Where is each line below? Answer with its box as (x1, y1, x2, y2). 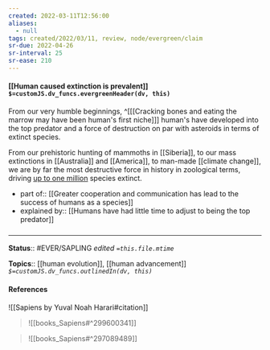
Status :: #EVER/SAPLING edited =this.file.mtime (8, 243, 174, 253)
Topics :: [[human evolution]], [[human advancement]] (8, 259, 187, 269)
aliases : (8, 19, 38, 27)
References (8, 284, 48, 294)
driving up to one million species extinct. (8, 174, 142, 183)
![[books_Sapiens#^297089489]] (27, 333, 138, 343)
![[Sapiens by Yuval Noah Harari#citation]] (8, 303, 149, 312)
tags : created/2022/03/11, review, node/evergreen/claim (8, 34, 203, 43)
